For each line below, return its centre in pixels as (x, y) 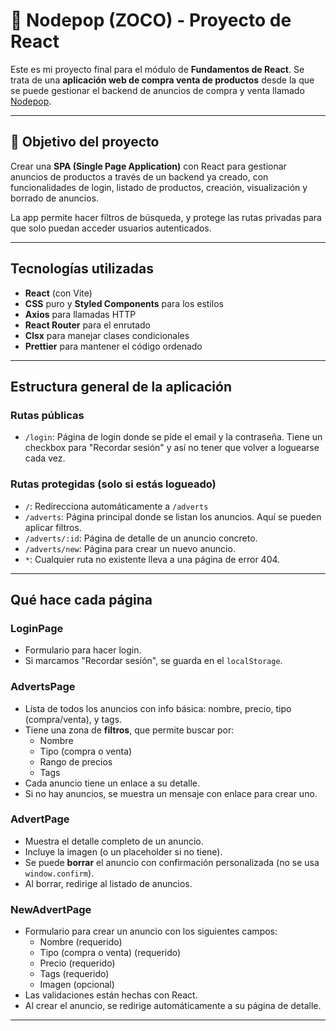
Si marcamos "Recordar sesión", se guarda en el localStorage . (153, 661)
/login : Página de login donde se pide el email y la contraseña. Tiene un (173, 437)
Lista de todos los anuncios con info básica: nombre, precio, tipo (158, 708)
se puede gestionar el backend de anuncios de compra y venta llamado (157, 90)
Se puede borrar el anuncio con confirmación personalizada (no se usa (172, 862)
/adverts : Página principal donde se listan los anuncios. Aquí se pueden (173, 516)
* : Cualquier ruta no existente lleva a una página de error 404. (152, 559)
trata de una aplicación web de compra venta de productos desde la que (162, 80)
